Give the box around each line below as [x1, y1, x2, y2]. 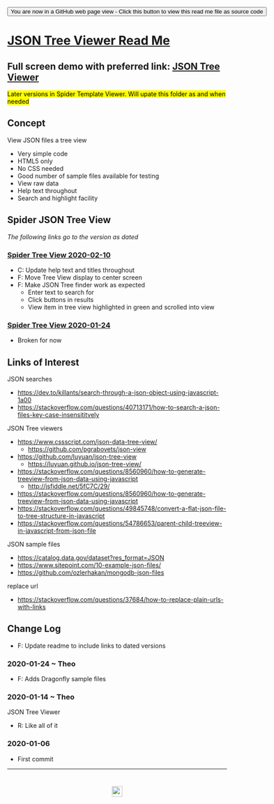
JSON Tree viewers [7, 424, 63, 432]
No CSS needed [17, 164, 64, 172]
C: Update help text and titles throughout [17, 266, 135, 274]
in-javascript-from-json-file [17, 526, 96, 535]
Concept [7, 117, 46, 129]
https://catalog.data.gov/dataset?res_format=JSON [17, 554, 165, 562]
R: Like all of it [17, 722, 58, 730]
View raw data [17, 179, 59, 188]
